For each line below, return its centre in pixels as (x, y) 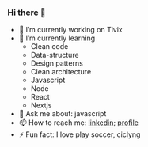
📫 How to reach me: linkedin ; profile (79, 122)
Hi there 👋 (27, 13)
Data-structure (55, 55)
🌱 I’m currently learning (57, 38)
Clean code (49, 47)
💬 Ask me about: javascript (63, 114)
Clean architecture (61, 72)
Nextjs (41, 105)
